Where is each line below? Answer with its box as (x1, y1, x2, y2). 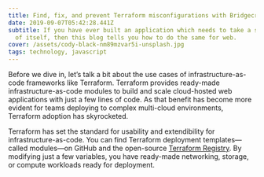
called (8, 143, 28, 153)
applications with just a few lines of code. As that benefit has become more (8, 95, 252, 104)
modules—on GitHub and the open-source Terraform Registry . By (29, 143, 242, 153)
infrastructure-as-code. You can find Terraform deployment (8, 135, 202, 144)
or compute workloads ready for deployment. (8, 160, 156, 169)
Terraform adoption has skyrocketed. (8, 112, 129, 120)
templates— (203, 135, 242, 144)
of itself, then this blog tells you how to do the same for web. (15, 33, 237, 42)
